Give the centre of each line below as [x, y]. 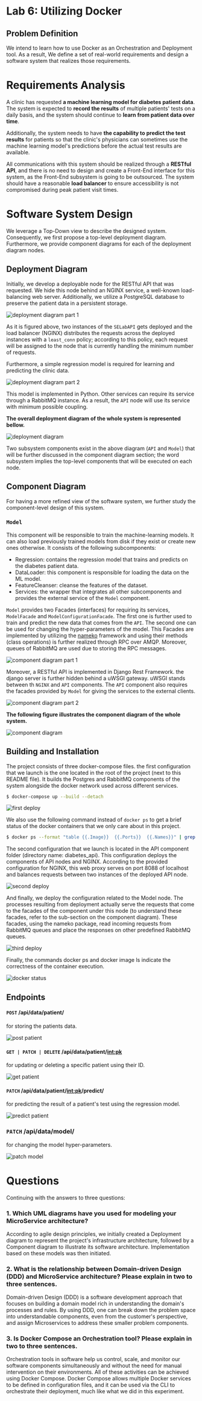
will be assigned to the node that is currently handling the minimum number [100, 345]
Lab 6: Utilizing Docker [64, 11]
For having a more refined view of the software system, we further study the [101, 501]
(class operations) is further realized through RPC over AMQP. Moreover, [96, 642]
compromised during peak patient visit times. [62, 189]
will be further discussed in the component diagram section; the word [93, 454]
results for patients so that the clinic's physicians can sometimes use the [97, 139]
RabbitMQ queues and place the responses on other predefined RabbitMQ [99, 930]
